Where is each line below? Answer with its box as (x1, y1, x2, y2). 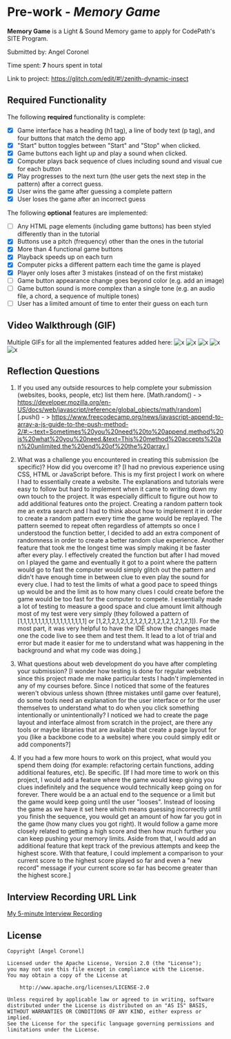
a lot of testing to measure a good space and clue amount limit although (17, 602, 222, 611)
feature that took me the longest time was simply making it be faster (17, 543, 211, 552)
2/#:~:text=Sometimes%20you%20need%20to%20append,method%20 (17, 427, 224, 436)
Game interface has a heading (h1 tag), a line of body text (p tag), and (17, 126, 215, 135)
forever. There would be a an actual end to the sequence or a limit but (17, 790, 216, 799)
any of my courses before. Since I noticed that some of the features (17, 681, 210, 690)
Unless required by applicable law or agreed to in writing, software (7, 996, 214, 1003)
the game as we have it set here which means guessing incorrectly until (17, 805, 221, 813)
